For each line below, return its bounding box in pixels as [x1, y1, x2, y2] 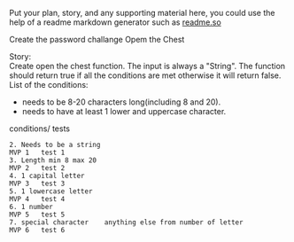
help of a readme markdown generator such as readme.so [9, 17, 221, 27]
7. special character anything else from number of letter [9, 218, 244, 227]
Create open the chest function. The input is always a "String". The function [9, 61, 286, 71]
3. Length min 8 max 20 [9, 156, 97, 165]
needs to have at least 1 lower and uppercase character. [21, 106, 227, 116]
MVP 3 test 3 [9, 179, 66, 188]
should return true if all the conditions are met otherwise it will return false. [9, 70, 282, 81]
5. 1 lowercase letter [9, 187, 93, 196]
